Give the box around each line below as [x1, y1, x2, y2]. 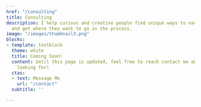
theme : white [11, 48, 44, 54]
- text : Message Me [11, 75, 60, 81]
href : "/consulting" [6, 8, 58, 15]
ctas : [11, 70, 26, 76]
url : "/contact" [17, 81, 58, 87]
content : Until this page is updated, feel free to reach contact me [11, 59, 188, 65]
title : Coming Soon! [11, 53, 63, 59]
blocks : [6, 36, 26, 42]
